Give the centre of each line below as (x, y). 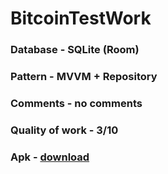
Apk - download (50, 157)
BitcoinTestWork (81, 18)
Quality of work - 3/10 (64, 130)
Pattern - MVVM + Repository (84, 77)
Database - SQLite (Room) (75, 50)
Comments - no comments (76, 103)
